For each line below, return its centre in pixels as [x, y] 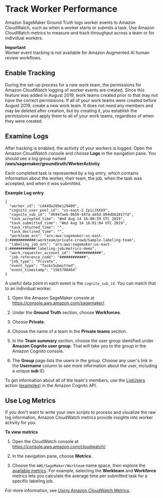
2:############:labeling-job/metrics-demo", [51, 249]
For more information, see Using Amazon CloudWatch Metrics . [68, 491]
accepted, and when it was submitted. [43, 183]
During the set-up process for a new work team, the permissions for [73, 85]
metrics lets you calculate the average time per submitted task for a [80, 476]
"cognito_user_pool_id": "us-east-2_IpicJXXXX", [60, 210]
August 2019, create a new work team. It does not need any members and [79, 105]
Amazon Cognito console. [38, 351]
